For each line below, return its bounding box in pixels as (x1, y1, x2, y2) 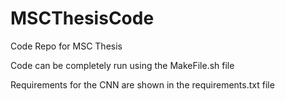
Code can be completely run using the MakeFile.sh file (10, 59, 235, 71)
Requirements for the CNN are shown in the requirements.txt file (10, 78, 275, 91)
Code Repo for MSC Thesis (10, 40, 123, 52)
